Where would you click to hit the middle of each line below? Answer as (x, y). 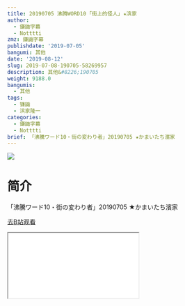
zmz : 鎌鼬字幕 (25, 40)
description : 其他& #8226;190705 (53, 72)
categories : (24, 117)
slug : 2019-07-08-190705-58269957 (57, 66)
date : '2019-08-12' (35, 59)
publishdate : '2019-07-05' (46, 46)
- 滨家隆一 (27, 111)
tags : (15, 98)
